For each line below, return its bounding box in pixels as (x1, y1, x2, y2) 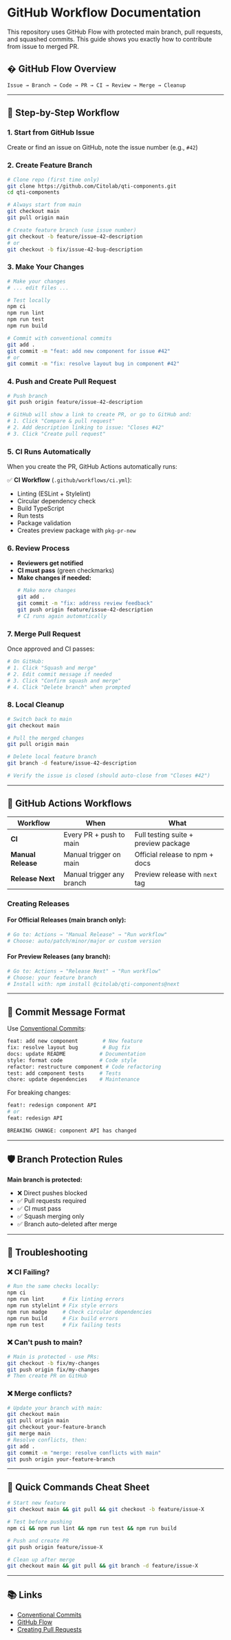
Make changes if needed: (16, 574, 91, 582)
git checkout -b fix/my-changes (7, 1359, 100, 1366)
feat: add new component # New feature (7, 1037, 143, 1045)
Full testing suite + (134, 829, 194, 839)
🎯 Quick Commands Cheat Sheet (7, 1481, 150, 1493)
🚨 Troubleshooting (7, 1246, 88, 1259)
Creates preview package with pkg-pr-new (16, 526, 136, 535)
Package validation (16, 519, 71, 527)
